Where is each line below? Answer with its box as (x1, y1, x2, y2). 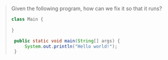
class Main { (11, 16, 44, 22)
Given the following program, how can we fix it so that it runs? (11, 5, 162, 12)
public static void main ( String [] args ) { (14, 38, 121, 44)
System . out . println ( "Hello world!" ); (24, 44, 118, 49)
